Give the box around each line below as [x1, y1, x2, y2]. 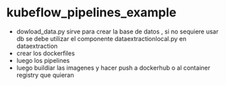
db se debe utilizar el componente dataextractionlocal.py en [16, 34, 187, 42]
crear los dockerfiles [16, 49, 75, 57]
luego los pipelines [16, 56, 70, 64]
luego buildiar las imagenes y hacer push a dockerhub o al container [16, 63, 211, 72]
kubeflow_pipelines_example [6, 5, 177, 20]
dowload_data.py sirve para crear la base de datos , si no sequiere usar [16, 27, 219, 35]
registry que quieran [16, 70, 74, 79]
